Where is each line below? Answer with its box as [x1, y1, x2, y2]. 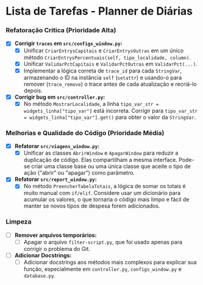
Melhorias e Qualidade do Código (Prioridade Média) [5, 128, 165, 137]
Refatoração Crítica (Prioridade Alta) [5, 26, 116, 35]
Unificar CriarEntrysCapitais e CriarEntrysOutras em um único [23, 47, 184, 54]
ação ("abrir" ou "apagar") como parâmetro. [23, 169, 135, 177]
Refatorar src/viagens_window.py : [14, 142, 100, 150]
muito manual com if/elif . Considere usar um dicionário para [23, 189, 181, 197]
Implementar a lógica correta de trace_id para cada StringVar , [23, 67, 182, 74]
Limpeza [5, 217, 32, 226]
